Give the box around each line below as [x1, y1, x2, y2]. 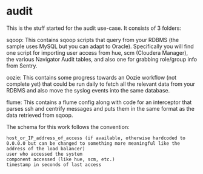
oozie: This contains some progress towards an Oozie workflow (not [6, 74, 177, 81]
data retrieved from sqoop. [6, 111, 73, 119]
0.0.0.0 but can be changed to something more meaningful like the [6, 140, 181, 147]
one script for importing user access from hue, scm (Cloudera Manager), [6, 49, 188, 56]
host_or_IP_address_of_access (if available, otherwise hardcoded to [6, 135, 186, 141]
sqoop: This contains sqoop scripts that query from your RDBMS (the [6, 36, 179, 43]
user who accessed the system [6, 151, 83, 157]
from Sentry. [6, 62, 38, 69]
